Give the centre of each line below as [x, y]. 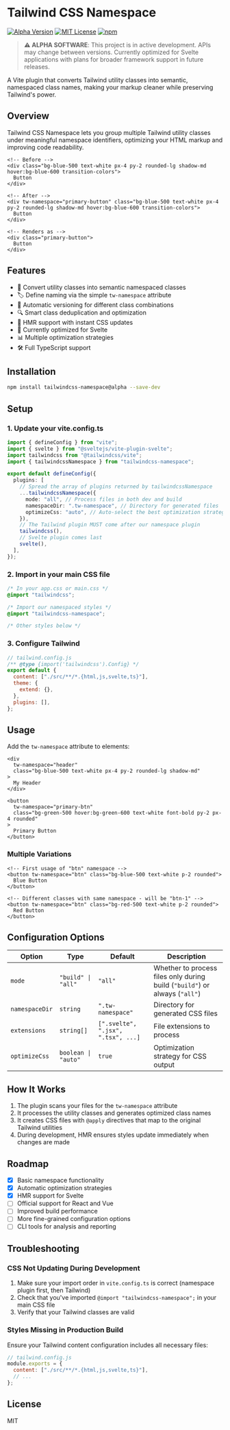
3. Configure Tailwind [43, 643]
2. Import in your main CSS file [59, 574]
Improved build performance [57, 1211]
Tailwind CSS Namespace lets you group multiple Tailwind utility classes [109, 132]
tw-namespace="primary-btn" [53, 807]
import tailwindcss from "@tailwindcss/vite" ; [75, 455]
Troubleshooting [43, 1248]
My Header [27, 783]
